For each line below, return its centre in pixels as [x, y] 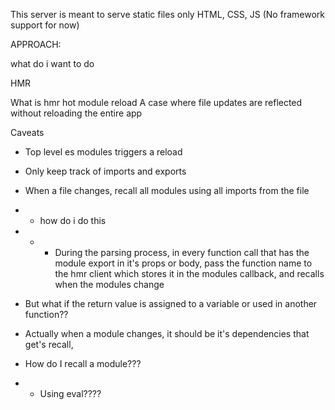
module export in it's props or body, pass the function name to [183, 263]
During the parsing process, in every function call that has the [182, 252]
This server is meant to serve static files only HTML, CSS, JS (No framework [167, 14]
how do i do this [73, 220]
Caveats [27, 132]
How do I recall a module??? [83, 363]
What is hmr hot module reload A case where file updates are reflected [156, 102]
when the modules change [109, 284]
